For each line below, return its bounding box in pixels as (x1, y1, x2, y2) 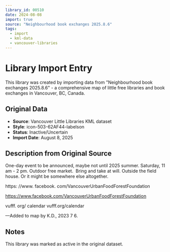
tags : (5, 26, 17, 31)
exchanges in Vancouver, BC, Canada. (5, 90, 85, 96)
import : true (5, 17, 33, 22)
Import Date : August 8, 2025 (12, 134, 74, 140)
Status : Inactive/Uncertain (12, 129, 69, 135)
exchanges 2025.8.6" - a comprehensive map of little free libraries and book (5, 84, 165, 90)
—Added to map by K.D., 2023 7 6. (5, 213, 78, 219)
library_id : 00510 (5, 7, 44, 13)
